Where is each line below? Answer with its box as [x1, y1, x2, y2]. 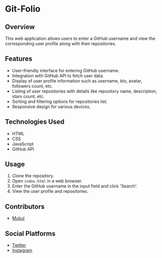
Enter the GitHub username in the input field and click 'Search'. [12, 183, 138, 189]
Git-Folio [5, 3, 41, 15]
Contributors [5, 202, 45, 210]
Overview [5, 23, 35, 31]
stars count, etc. [12, 93, 45, 99]
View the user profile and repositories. [12, 188, 88, 194]
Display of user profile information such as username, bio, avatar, [12, 78, 143, 83]
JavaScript [12, 141, 34, 146]
